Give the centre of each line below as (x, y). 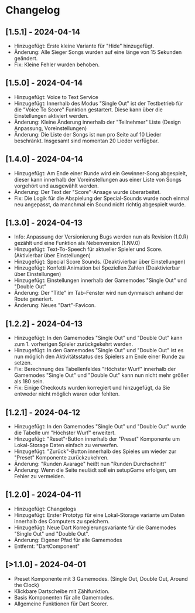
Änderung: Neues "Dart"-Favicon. (55, 305)
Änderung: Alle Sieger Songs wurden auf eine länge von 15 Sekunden (98, 52)
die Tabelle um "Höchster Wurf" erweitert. (65, 433)
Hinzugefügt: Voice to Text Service (56, 97)
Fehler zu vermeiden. (40, 476)
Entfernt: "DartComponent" (47, 546)
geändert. (26, 58)
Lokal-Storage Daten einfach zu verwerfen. (66, 445)
